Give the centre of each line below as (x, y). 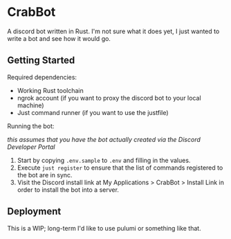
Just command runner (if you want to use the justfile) (93, 112)
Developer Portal (31, 147)
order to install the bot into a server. (68, 189)
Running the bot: (31, 126)
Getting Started (41, 61)
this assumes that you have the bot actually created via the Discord (104, 139)
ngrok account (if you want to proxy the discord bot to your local (109, 98)
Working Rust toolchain (50, 90)
